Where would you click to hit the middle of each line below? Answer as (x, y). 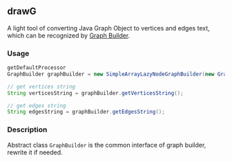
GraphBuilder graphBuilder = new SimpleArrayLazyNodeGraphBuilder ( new (111, 74)
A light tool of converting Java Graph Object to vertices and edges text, (109, 28)
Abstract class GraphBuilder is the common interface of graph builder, (107, 145)
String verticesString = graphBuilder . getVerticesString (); (96, 93)
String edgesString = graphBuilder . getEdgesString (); (86, 112)
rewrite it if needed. (35, 152)
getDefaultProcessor (37, 68)
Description (27, 129)
